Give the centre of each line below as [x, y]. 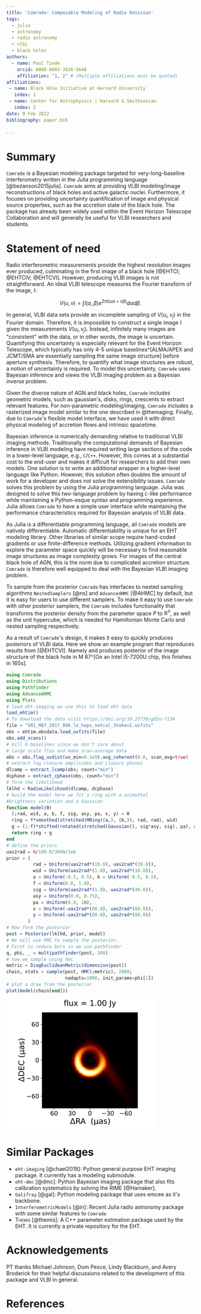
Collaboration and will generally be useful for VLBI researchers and [89, 218]
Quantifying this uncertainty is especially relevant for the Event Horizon [94, 343]
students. [18, 224]
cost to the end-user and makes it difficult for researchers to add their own [98, 462]
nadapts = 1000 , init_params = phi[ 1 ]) [109, 978]
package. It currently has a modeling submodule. [75, 1175]
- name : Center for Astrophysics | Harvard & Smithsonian [83, 101]
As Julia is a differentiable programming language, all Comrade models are [96, 524]
